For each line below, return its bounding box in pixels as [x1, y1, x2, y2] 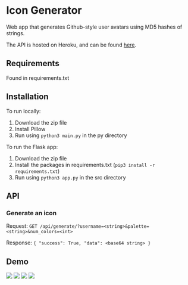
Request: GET [6, 222, 37, 230]
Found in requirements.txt [6, 74, 70, 81]
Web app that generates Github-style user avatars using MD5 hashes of [6, 23, 183, 30]
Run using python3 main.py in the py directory [14, 132, 127, 139]
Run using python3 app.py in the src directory [14, 174, 126, 181]
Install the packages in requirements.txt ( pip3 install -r [14, 161, 155, 168]
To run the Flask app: [6, 143, 58, 150]
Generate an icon [6, 209, 57, 217]
